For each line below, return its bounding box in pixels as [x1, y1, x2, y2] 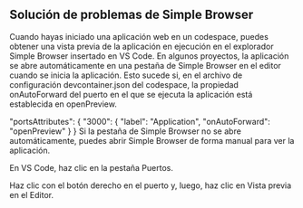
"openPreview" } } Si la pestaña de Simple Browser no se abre [9, 126, 242, 137]
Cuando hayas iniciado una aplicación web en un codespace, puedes [9, 31, 269, 42]
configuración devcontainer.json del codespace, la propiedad [9, 79, 239, 90]
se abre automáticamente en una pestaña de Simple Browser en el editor [9, 60, 281, 71]
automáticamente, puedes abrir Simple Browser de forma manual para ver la [9, 135, 295, 146]
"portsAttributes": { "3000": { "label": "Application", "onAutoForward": [9, 116, 270, 127]
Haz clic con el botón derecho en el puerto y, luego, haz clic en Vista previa [9, 180, 292, 191]
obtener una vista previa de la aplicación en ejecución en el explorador [9, 41, 274, 52]
